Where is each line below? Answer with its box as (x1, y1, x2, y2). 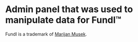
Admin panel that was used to (5, 4, 133, 15)
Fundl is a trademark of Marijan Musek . (5, 31, 87, 37)
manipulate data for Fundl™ (5, 14, 122, 26)
